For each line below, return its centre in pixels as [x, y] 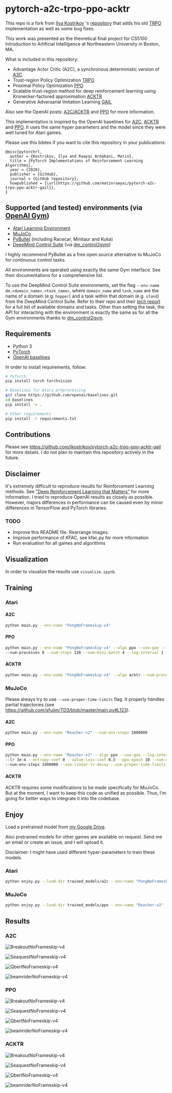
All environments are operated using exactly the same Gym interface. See [83, 270]
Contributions [28, 434]
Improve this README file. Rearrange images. [61, 532]
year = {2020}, [26, 169]
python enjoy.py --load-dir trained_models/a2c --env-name [70, 882]
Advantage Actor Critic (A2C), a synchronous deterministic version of [86, 69]
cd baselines [19, 400]
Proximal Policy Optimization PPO [48, 85]
